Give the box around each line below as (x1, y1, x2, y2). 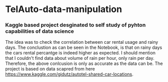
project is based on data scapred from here (5, 66, 96, 72)
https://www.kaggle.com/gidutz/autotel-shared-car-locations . (5, 71, 134, 77)
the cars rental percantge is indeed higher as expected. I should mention (5, 50, 156, 56)
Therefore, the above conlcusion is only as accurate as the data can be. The (5, 60, 163, 66)
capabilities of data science (5, 28, 74, 35)
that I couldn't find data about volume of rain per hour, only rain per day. (5, 55, 155, 61)
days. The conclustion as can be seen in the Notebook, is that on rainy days (5, 44, 162, 51)
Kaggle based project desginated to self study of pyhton (5, 22, 146, 29)
